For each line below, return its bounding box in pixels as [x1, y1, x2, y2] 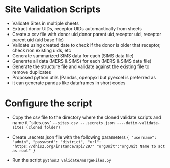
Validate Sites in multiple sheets [12, 20, 79, 26]
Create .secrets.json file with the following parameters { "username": [12, 133, 157, 140]
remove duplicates [12, 69, 51, 75]
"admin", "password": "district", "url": [12, 139, 101, 144]
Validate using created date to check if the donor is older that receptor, [12, 42, 161, 48]
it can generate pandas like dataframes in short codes [12, 80, 126, 86]
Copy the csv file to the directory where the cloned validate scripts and [12, 114, 161, 120]
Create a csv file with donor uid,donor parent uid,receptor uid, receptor [12, 31, 161, 37]
